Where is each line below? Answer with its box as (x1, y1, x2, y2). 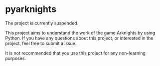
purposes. (5, 55, 26, 61)
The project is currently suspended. (5, 20, 79, 26)
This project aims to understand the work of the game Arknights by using (5, 29, 156, 35)
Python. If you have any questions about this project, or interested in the (5, 35, 154, 41)
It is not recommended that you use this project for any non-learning (5, 50, 146, 56)
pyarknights (5, 3, 56, 15)
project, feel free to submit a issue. (5, 40, 77, 46)
